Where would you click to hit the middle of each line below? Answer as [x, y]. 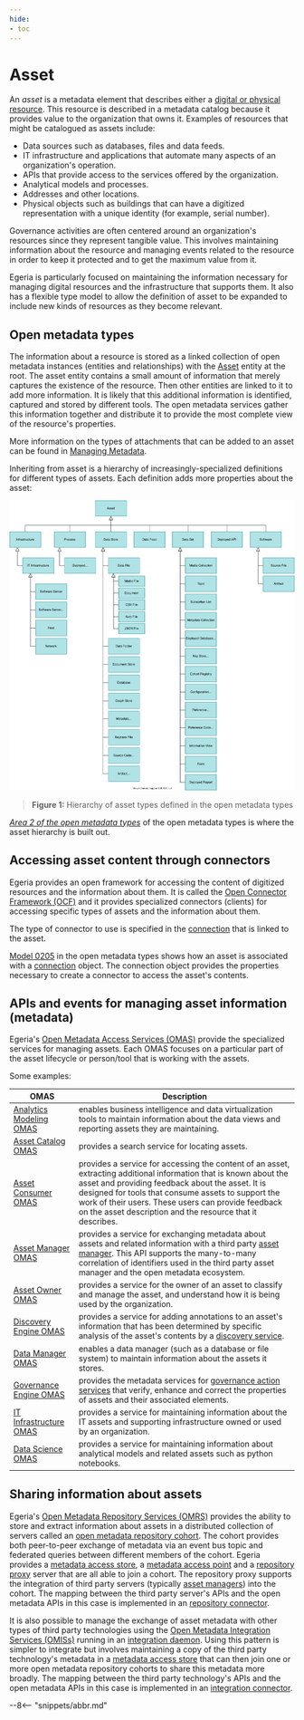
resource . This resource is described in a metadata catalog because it [140, 110]
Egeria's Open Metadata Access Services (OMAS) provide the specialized [147, 1039]
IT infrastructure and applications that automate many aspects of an [149, 156]
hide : [19, 19]
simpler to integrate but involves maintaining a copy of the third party [138, 1649]
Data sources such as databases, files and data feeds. [123, 146]
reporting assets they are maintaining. [149, 1129]
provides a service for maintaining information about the [183, 1412]
